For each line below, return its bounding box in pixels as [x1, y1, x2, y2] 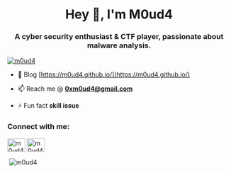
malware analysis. [87, 40, 151, 50]
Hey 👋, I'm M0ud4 [64, 6, 174, 23]
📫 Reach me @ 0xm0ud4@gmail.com [17, 84, 133, 93]
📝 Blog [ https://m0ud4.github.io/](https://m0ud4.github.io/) [17, 70, 191, 79]
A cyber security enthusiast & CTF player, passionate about [14, 32, 224, 42]
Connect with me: [7, 122, 70, 132]
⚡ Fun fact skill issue [17, 101, 79, 110]
